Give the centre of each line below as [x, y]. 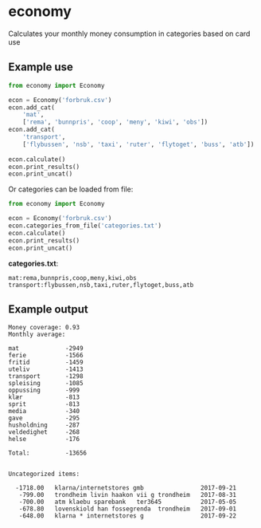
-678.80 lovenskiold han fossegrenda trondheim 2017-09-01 [128, 509]
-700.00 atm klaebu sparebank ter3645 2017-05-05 [128, 502]
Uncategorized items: [44, 474]
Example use [41, 67]
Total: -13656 [48, 453]
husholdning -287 [44, 425]
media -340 [44, 412]
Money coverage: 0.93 [44, 328]
